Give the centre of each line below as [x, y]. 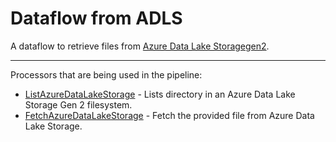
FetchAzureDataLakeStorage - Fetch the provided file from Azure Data [169, 115]
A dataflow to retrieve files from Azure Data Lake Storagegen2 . [140, 46]
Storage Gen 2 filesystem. [78, 104]
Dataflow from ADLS [96, 18]
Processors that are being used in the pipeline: [106, 74]
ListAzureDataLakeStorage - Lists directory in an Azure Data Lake [160, 94]
